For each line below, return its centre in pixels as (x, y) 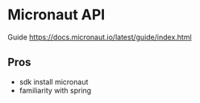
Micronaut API (56, 15)
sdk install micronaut (54, 81)
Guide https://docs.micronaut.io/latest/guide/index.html (100, 37)
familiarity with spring (55, 90)
